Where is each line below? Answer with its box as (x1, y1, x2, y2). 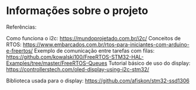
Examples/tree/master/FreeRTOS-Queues (6, 60, 107, 67)
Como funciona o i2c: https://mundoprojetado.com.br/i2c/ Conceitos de (6, 34, 181, 41)
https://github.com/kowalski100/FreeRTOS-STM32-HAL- (6, 53, 144, 60)
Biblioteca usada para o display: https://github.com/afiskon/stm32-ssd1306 (6, 77, 190, 84)
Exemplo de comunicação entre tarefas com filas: (34, 47, 155, 54)
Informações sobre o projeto (6, 4, 149, 18)
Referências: (6, 23, 37, 30)
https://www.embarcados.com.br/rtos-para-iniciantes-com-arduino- (22, 41, 190, 48)
